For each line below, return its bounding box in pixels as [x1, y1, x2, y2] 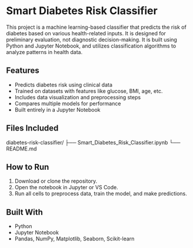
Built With [6, 207, 43, 217]
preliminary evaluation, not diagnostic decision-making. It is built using [6, 36, 178, 43]
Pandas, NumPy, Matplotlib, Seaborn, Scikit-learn [14, 235, 135, 242]
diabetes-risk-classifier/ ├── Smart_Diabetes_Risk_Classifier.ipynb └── [6, 139, 181, 146]
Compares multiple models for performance [14, 100, 121, 107]
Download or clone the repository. [14, 177, 98, 185]
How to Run [6, 162, 49, 172]
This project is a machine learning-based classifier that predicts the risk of [6, 24, 187, 31]
